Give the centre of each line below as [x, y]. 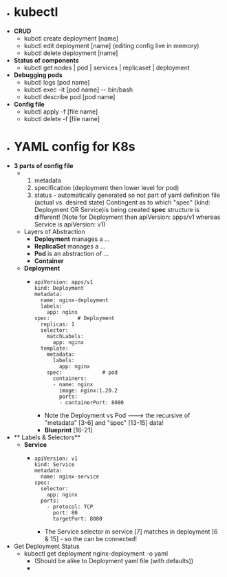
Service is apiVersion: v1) [70, 224]
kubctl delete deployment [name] [71, 53]
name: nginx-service [70, 476]
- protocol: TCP [70, 507]
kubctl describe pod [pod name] [69, 96]
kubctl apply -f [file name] [61, 112]
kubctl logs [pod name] [57, 82]
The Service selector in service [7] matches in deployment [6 [131, 532]
